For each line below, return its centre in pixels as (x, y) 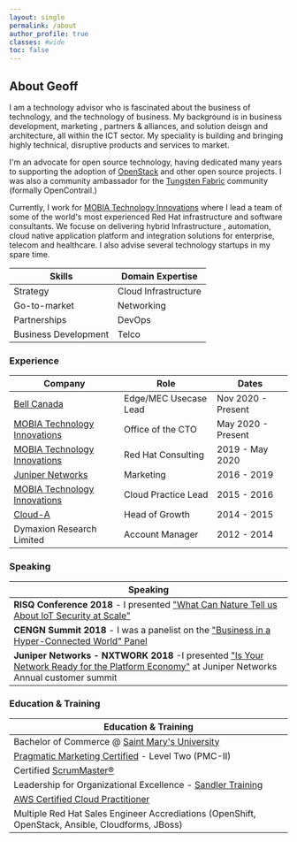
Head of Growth (156, 515)
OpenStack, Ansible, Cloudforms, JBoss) (98, 824)
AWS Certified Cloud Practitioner (82, 799)
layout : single (37, 17)
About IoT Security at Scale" (72, 616)
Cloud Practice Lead (166, 494)
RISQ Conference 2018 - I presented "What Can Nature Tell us (145, 604)
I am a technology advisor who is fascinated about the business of (130, 107)
